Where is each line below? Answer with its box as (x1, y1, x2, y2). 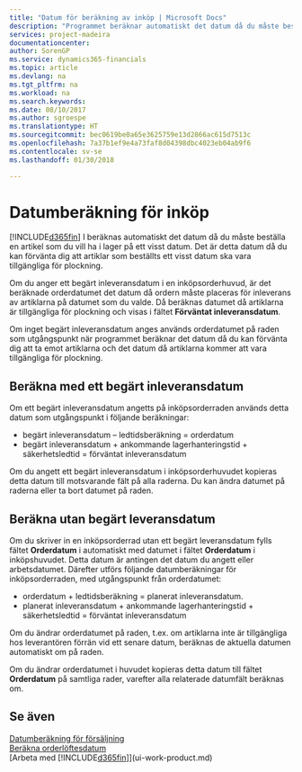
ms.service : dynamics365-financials (9, 55, 147, 64)
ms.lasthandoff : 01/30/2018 (9, 155, 115, 165)
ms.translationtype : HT (9, 122, 99, 131)
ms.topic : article (9, 64, 78, 73)
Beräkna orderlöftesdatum (9, 742, 106, 753)
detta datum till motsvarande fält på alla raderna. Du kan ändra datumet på (9, 476, 286, 487)
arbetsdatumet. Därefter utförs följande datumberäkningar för (9, 564, 237, 575)
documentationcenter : (9, 38, 91, 48)
